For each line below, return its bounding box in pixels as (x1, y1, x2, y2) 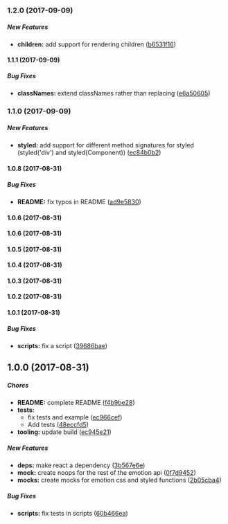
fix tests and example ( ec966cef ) (27, 413, 123, 422)
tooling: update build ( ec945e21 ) (17, 428, 112, 436)
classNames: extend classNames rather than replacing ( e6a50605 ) (17, 89, 211, 98)
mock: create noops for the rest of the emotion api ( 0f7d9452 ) (17, 469, 196, 477)
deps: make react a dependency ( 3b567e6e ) (17, 461, 146, 469)
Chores (7, 381, 29, 390)
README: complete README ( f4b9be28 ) (17, 399, 135, 407)
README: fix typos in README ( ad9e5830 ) (17, 197, 142, 206)
